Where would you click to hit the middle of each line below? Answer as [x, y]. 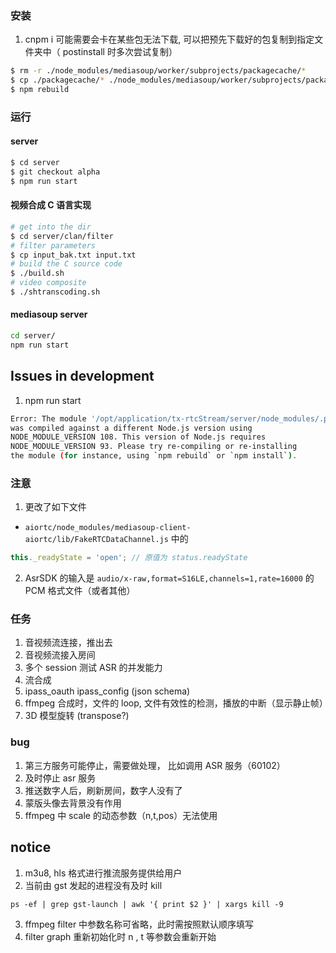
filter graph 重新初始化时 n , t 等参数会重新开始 [120, 936]
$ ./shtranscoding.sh [55, 292]
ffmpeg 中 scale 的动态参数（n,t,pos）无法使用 [121, 815]
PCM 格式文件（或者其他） [80, 591]
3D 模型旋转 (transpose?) [77, 716]
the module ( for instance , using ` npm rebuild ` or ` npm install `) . [154, 456]
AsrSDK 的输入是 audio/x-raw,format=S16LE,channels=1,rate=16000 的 [169, 578]
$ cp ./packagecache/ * [57, 80]
